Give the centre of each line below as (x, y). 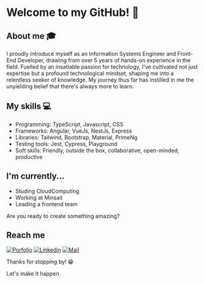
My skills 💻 (29, 107)
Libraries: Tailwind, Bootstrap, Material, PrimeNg (76, 137)
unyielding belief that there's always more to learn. (70, 86)
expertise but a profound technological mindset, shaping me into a (90, 73)
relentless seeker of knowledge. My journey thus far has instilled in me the (100, 80)
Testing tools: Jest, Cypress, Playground (66, 144)
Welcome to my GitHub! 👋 (73, 13)
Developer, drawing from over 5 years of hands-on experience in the (104, 60)
